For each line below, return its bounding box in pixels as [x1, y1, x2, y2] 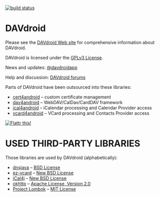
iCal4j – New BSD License [12, 175, 67, 181]
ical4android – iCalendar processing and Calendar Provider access [12, 105, 152, 111]
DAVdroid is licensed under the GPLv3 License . [5, 54, 103, 60]
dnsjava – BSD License [12, 164, 61, 170]
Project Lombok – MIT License [12, 186, 76, 192]
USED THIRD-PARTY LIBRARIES [5, 138, 141, 149]
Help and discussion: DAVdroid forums [5, 74, 86, 80]
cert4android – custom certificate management [12, 94, 111, 100]
